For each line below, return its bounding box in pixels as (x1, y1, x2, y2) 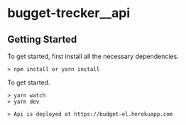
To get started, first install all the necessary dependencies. (7, 52, 179, 60)
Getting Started (7, 33, 77, 45)
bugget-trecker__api (7, 5, 131, 21)
